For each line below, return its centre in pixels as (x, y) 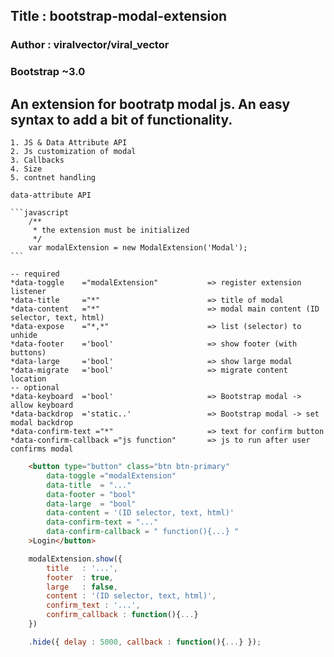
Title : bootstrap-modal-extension (119, 16)
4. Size (26, 169)
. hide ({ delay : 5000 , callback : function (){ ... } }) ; (145, 642)
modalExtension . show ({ (75, 559)
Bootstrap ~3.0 (48, 72)
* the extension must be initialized (111, 230)
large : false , (82, 587)
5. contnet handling (53, 178)
